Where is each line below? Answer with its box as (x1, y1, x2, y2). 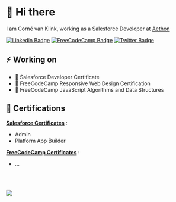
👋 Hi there (6, 5, 55, 19)
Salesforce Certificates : (6, 119, 68, 126)
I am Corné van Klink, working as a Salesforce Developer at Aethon (6, 25, 170, 32)
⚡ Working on (6, 55, 57, 65)
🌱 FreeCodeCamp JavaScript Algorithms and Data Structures (14, 86, 164, 93)
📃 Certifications (6, 104, 66, 114)
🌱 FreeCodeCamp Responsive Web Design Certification (14, 80, 151, 87)
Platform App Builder (14, 137, 66, 144)
